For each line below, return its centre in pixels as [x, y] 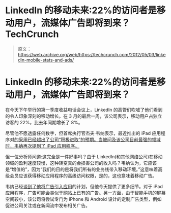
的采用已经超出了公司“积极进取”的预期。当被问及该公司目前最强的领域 [88, 139]
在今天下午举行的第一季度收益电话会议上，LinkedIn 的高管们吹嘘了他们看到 [84, 110]
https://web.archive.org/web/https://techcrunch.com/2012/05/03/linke [92, 54]
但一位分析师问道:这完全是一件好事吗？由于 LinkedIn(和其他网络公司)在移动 [84, 156]
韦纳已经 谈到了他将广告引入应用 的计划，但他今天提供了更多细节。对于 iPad [84, 186]
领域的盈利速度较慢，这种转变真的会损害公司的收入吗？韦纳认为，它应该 [81, 163]
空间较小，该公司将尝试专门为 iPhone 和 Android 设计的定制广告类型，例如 [83, 199]
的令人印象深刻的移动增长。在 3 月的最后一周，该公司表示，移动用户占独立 [84, 116]
